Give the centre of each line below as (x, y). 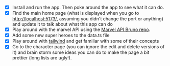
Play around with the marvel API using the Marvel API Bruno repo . (81, 29)
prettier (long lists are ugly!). (42, 58)
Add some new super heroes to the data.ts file (61, 36)
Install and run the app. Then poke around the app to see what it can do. (88, 7)
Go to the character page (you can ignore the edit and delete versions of (88, 47)
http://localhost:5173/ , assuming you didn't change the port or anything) (88, 19)
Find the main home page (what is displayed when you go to (76, 13)
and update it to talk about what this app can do (62, 24)
